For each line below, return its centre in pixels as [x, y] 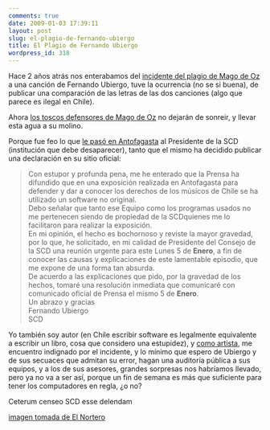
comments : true [34, 16]
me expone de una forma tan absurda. [91, 268]
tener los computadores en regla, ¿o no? [75, 386]
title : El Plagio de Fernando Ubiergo [73, 46]
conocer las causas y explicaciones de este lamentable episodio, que [143, 259]
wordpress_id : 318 [39, 53]
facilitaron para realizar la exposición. [90, 225]
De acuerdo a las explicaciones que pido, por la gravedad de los [134, 276]
